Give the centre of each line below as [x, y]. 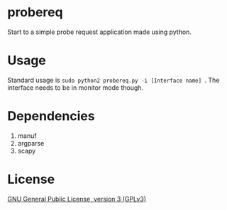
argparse [31, 143]
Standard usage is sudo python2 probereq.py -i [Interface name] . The [113, 80]
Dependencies [51, 116]
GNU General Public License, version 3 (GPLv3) [77, 199]
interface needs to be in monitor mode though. [76, 87]
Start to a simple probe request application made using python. [99, 32]
